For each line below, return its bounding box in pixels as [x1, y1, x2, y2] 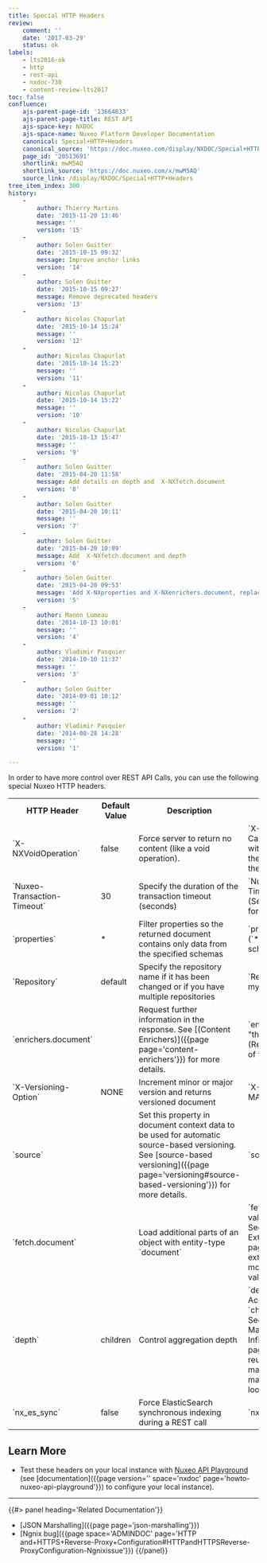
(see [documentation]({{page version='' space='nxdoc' [19, 1474, 202, 1483]
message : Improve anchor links [37, 255, 141, 263]
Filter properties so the [138, 918, 224, 930]
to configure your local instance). [106, 1482, 215, 1492]
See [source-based [138, 1149, 213, 1160]
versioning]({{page [138, 1160, 210, 1171]
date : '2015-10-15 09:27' [37, 286, 123, 294]
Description [166, 805, 212, 817]
